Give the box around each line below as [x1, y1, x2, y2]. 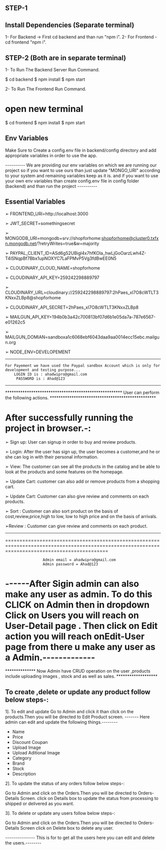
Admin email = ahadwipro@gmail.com [42, 557, 116, 562]
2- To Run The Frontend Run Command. [5, 86, 86, 92]
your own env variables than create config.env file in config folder [5, 178, 139, 184]
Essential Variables [5, 198, 66, 206]
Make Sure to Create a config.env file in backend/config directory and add [5, 147, 157, 153]
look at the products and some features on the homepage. [5, 468, 124, 475]
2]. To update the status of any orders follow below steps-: [5, 781, 125, 787]
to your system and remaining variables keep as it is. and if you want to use [5, 172, 159, 178]
